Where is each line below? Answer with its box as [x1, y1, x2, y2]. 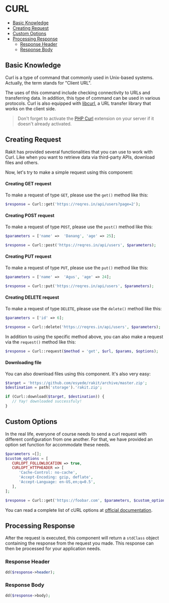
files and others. [5, 159, 39, 165]
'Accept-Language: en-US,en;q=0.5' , [18, 480, 96, 485]
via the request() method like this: [5, 339, 76, 345]
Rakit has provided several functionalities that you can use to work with [5, 149, 153, 155]
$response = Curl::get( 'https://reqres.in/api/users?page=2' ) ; [5, 202, 141, 207]
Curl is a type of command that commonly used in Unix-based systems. [5, 74, 154, 81]
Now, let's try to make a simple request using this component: [5, 169, 133, 175]
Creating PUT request [5, 253, 52, 259]
